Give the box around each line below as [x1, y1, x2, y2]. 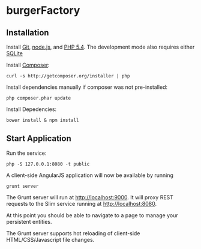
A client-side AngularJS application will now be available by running [6, 172, 174, 179]
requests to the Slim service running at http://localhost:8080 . [6, 200, 157, 207]
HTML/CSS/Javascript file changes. [6, 236, 95, 243]
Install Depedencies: [6, 106, 57, 113]
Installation [6, 28, 49, 38]
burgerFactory [6, 4, 80, 17]
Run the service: [6, 149, 47, 157]
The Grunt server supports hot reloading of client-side [6, 229, 140, 237]
